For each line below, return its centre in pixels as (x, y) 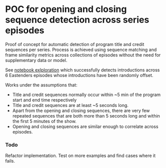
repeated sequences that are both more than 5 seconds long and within (86, 115)
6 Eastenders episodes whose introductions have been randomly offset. (79, 75)
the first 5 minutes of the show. (44, 121)
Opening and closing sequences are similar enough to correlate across (85, 126)
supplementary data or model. (36, 60)
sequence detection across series (77, 20)
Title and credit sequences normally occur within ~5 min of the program (86, 94)
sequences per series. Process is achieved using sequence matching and (81, 49)
